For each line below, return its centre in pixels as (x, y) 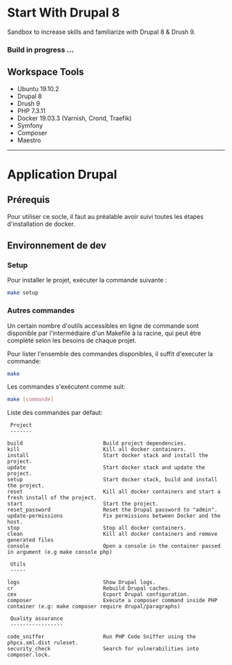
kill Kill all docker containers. (97, 450)
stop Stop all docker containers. (97, 528)
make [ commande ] (30, 399)
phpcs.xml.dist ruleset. (43, 643)
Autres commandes (41, 311)
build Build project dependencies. (97, 443)
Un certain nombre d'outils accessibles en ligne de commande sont (103, 325)
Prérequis (29, 200)
